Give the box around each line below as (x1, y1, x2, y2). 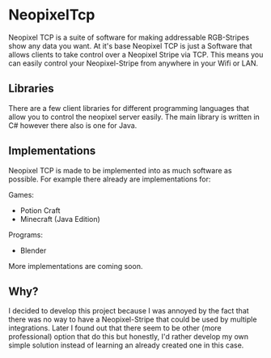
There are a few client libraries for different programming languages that (8, 103, 249, 113)
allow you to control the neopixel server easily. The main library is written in (8, 112, 260, 121)
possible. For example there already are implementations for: (8, 174, 211, 184)
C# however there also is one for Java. (8, 120, 138, 130)
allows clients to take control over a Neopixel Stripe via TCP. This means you (8, 49, 264, 59)
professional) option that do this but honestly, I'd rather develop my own (8, 332, 249, 342)
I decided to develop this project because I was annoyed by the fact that (8, 306, 249, 316)
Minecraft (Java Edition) (19, 214, 101, 224)
